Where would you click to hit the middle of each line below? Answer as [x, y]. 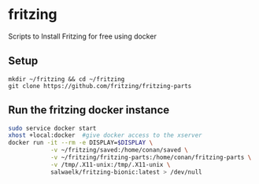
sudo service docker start [52, 128]
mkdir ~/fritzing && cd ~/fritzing [67, 79]
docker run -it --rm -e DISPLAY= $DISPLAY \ [81, 143]
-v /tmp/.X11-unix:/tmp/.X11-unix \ [110, 164]
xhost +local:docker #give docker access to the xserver [105, 135]
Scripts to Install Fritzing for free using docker [83, 36]
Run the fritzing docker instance [89, 110]
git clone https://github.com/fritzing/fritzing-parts [100, 86]
